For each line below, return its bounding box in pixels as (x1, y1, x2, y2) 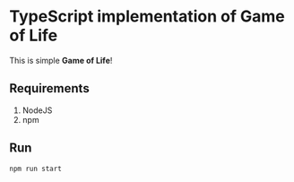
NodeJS (22, 105, 53, 116)
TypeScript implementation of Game (9, 6, 285, 27)
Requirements (9, 81, 90, 96)
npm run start (9, 164, 63, 173)
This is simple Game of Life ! (9, 55, 113, 65)
